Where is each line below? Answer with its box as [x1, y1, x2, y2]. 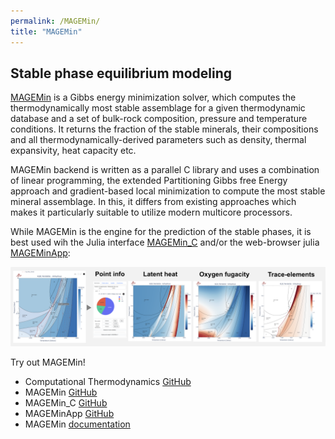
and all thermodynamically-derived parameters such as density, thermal [10, 134, 307, 146]
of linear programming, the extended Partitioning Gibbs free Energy [10, 175, 288, 187]
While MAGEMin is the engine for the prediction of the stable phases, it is [10, 226, 312, 238]
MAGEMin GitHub [24, 386, 98, 399]
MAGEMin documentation [24, 418, 131, 430]
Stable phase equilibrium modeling [10, 65, 233, 82]
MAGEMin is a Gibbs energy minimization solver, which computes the [10, 91, 297, 104]
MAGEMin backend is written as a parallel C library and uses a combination [10, 164, 320, 176]
